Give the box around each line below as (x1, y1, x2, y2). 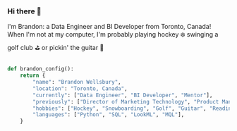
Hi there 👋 (7, 6, 42, 16)
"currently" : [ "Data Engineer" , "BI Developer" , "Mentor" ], (32, 92, 213, 99)
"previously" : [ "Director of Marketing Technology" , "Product (32, 98, 219, 105)
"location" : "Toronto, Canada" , (32, 85, 128, 92)
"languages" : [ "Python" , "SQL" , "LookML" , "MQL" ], (32, 111, 185, 118)
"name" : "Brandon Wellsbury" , (32, 79, 121, 86)
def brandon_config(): (7, 65, 74, 73)
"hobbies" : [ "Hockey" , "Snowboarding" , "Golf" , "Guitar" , (32, 105, 207, 112)
